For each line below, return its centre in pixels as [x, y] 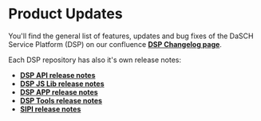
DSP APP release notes [59, 92]
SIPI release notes [50, 109]
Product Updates [65, 14]
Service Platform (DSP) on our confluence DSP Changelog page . [115, 44]
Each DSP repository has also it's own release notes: [95, 60]
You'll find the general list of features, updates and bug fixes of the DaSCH [131, 36]
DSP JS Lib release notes [62, 84]
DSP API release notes [57, 75]
